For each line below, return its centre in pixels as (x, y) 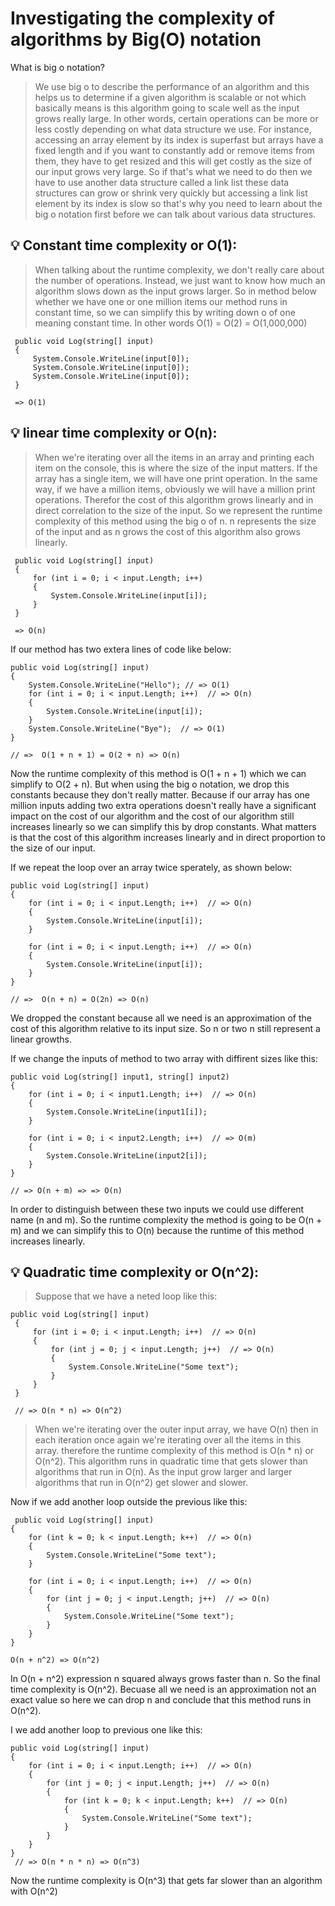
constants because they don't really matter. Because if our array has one (160, 794)
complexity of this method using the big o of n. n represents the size (175, 521)
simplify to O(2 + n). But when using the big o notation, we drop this (150, 784)
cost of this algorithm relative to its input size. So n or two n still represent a (165, 1028)
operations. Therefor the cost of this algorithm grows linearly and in (174, 499)
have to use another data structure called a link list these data (162, 182)
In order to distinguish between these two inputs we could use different (157, 1209)
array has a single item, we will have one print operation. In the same (176, 478)
